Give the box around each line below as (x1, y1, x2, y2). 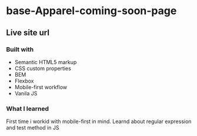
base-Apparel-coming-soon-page (6, 4, 177, 18)
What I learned (6, 104, 49, 112)
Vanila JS (14, 89, 38, 97)
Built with (6, 45, 34, 54)
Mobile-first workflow (14, 84, 68, 91)
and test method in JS (6, 124, 59, 131)
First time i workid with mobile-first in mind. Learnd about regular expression (6, 118, 192, 125)
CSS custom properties (14, 65, 72, 72)
